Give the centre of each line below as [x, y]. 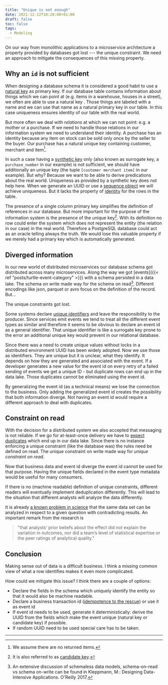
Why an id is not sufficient [47, 74]
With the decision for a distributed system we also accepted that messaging [83, 430]
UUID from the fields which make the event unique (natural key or [80, 617]
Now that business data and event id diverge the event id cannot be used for [84, 467]
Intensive [22, 677]
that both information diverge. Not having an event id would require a [76, 397]
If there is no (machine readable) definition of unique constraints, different [81, 487]
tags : [11, 29]
